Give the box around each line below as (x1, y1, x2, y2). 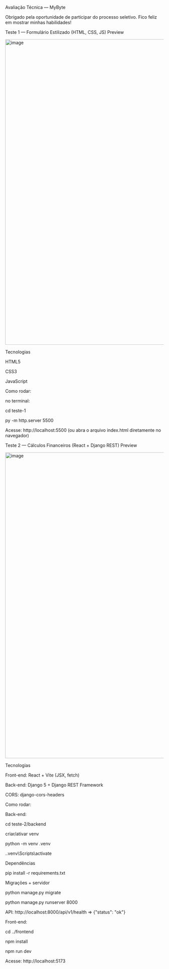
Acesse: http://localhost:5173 (5, 958, 66, 964)
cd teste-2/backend (5, 821, 46, 827)
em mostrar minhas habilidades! (5, 20, 72, 25)
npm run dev (5, 948, 32, 954)
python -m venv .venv (5, 841, 51, 846)
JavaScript (5, 378, 28, 384)
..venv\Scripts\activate (5, 850, 52, 856)
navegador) (5, 433, 29, 438)
